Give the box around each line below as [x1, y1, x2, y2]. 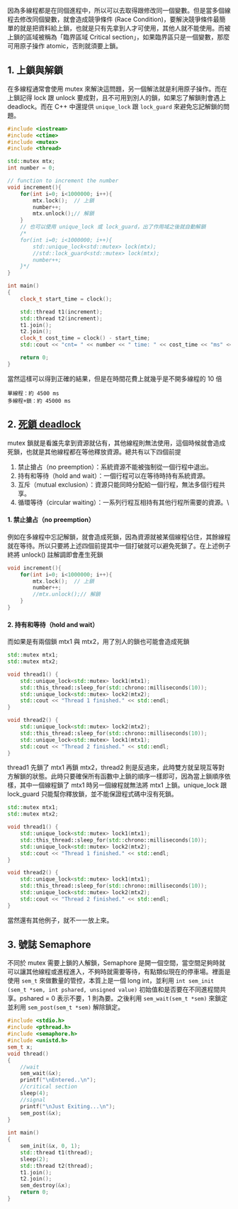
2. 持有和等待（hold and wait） [7, 620, 99, 629]
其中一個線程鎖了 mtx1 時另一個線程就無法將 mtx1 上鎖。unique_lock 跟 [19, 781, 227, 789]
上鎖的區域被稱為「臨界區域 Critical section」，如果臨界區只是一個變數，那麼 [7, 33, 230, 41]
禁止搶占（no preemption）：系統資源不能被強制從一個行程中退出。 [17, 462, 212, 471]
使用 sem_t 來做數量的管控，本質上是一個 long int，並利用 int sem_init [7, 976, 215, 985]
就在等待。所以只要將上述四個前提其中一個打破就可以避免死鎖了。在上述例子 [7, 541, 231, 550]
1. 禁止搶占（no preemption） [7, 516, 95, 524]
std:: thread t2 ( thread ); [20, 1162, 93, 1169]
